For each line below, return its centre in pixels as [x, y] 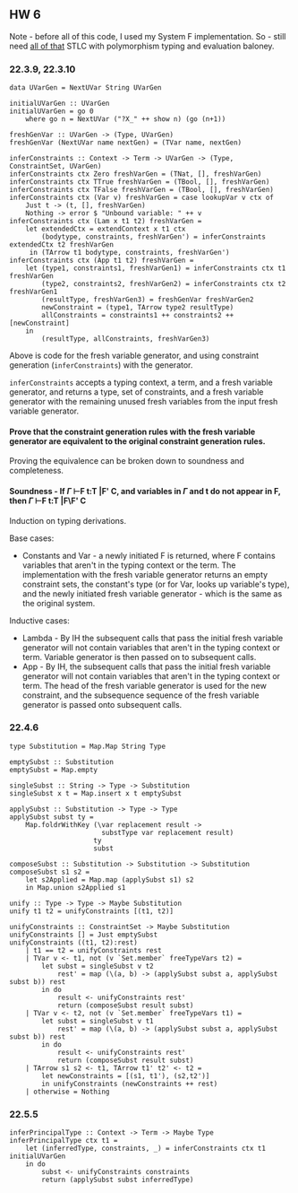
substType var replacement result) [168, 832]
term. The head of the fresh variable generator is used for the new [144, 685]
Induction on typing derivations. [68, 520]
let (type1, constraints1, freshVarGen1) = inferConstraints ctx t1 [156, 268]
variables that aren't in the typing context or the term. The [129, 565]
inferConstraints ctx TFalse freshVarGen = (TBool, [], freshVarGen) [142, 190]
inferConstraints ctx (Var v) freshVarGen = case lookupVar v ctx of [142, 198]
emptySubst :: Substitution [62, 762]
